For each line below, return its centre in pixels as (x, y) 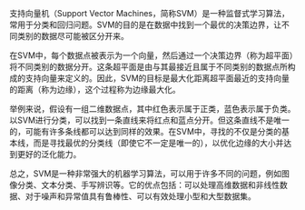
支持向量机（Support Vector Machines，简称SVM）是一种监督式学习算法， (150, 13)
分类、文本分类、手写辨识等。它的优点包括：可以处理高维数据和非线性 (148, 185)
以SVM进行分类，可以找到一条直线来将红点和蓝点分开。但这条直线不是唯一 (150, 120)
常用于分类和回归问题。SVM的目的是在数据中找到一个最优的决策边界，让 (146, 25)
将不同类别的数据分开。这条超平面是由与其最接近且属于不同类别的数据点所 (148, 67)
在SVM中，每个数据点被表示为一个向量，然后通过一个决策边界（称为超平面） (152, 55)
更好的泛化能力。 (49, 154)
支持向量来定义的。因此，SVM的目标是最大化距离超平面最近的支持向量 (157, 78)
